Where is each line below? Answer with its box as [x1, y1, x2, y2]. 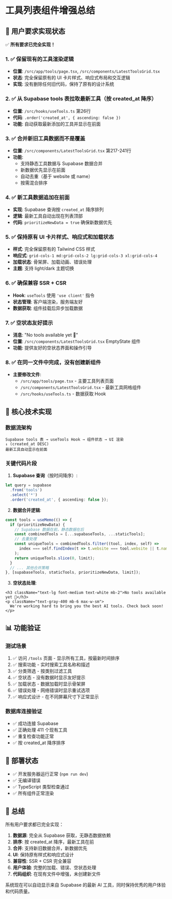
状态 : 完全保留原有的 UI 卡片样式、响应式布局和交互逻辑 [12, 75, 131, 81]
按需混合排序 [20, 180, 48, 186]
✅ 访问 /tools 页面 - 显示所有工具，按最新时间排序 [12, 655, 120, 661]
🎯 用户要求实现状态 [5, 27, 66, 36]
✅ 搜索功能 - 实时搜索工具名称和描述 [12, 662, 90, 668]
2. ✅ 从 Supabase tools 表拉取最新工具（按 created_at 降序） [5, 95, 157, 102]
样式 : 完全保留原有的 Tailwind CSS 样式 [12, 246, 96, 252]
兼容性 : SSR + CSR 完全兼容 [12, 858, 72, 864]
